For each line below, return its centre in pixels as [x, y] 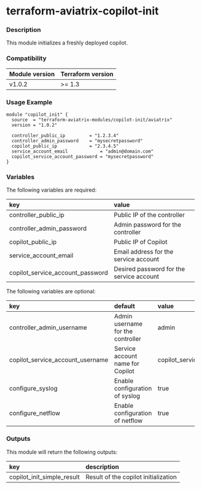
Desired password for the [149, 269]
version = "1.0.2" [35, 125]
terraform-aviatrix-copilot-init [83, 11]
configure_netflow [35, 413]
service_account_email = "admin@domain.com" [83, 151]
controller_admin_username [48, 327]
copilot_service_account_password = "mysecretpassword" [83, 157]
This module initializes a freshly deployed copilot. [67, 43]
